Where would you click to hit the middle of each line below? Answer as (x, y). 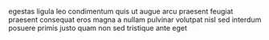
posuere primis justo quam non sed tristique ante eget (98, 28)
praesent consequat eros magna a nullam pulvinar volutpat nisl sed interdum (135, 20)
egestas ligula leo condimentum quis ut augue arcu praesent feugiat (121, 11)
